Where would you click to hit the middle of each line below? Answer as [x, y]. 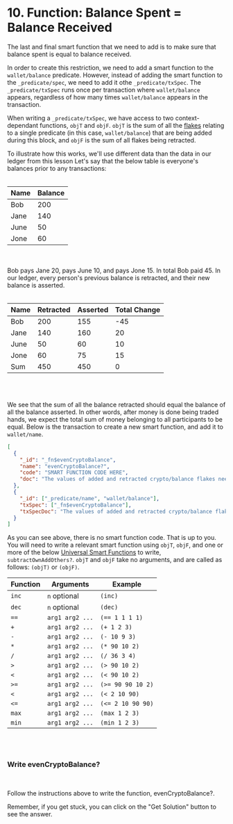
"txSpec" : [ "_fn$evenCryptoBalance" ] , [76, 505]
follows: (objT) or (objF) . [43, 567]
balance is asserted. [36, 285]
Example [127, 584]
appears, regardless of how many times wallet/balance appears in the [107, 97]
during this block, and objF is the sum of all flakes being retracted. [102, 140]
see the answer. [30, 814]
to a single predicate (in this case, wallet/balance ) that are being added [110, 133]
